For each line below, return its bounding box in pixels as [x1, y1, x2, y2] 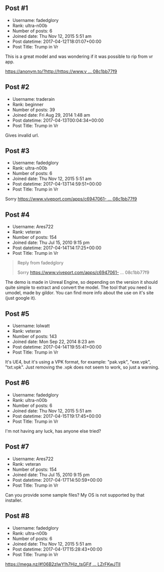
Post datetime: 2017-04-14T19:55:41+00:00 [12, 344, 102, 350]
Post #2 [5, 83, 30, 91]
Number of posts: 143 [12, 334, 57, 340]
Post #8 [5, 512, 30, 520]
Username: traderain [12, 96, 55, 102]
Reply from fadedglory [17, 260, 64, 266]
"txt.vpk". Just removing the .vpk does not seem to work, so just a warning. [5, 364, 160, 371]
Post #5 [5, 309, 30, 318]
